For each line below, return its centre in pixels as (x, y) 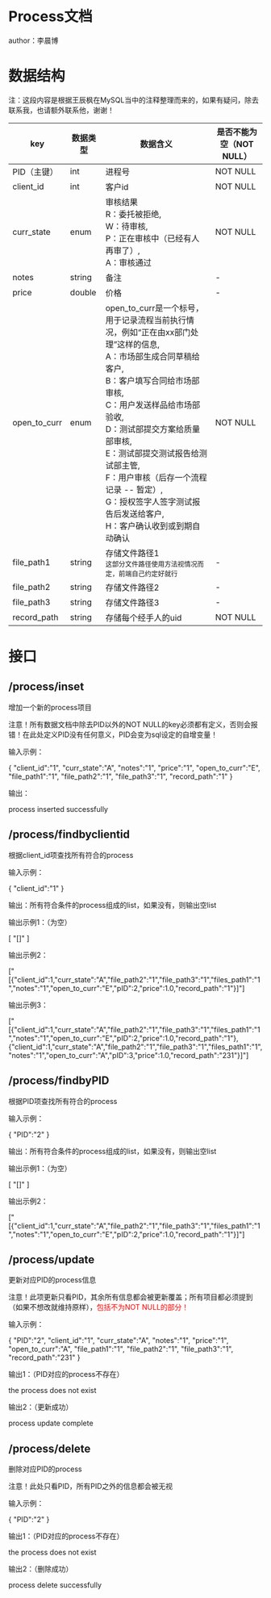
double (83, 292)
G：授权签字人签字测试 (149, 501)
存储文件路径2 (132, 588)
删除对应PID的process (45, 1469)
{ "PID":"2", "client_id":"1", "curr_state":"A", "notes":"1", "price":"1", (119, 1341)
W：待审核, (127, 226)
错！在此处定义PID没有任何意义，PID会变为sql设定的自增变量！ (113, 734)
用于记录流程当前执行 (146, 320)
